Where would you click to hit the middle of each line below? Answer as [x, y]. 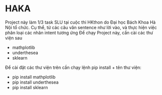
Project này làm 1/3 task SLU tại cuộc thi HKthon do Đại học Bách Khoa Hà [81, 22]
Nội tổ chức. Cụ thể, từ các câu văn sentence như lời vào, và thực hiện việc [81, 27]
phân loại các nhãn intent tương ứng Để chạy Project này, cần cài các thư [79, 32]
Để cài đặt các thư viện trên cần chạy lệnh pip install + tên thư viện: [73, 67]
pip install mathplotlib [34, 77]
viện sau [14, 38]
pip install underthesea [35, 82]
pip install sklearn [30, 87]
